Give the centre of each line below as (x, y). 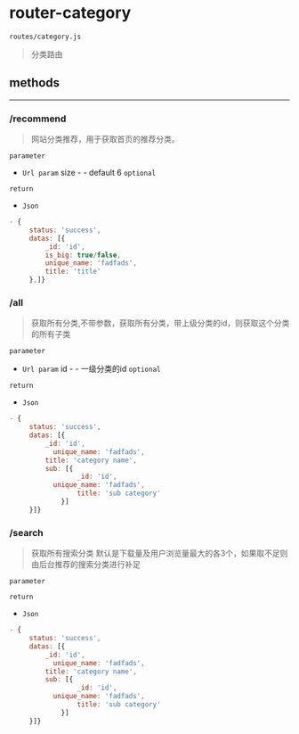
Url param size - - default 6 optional (89, 173)
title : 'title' (73, 272)
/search (26, 532)
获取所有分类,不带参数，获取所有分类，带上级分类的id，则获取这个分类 (160, 323)
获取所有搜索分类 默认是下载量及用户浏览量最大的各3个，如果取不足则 (159, 553)
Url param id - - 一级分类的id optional (92, 369)
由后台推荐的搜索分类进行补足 (85, 565)
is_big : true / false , (83, 255)
